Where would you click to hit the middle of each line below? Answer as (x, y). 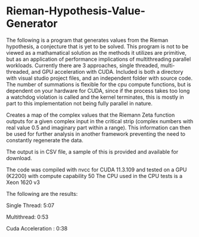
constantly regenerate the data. (45, 140)
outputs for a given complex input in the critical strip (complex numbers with (100, 121)
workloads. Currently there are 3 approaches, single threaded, (83, 65)
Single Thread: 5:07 (30, 205)
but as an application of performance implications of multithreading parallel (99, 59)
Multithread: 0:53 (27, 217)
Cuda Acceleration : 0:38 (37, 228)
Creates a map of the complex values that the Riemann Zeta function (91, 115)
